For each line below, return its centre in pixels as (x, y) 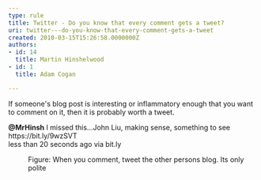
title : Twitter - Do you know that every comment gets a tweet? (116, 23)
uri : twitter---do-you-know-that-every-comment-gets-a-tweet (111, 30)
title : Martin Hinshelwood (60, 60)
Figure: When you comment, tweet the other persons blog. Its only (136, 159)
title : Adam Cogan (46, 74)
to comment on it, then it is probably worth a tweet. (92, 112)
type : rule (26, 15)
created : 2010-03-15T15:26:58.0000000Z (74, 37)
